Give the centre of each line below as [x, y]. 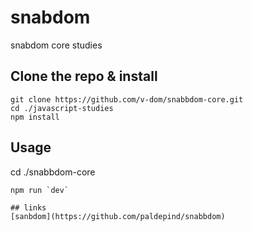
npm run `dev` [40, 190]
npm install [35, 117]
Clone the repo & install [84, 76]
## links [28, 207]
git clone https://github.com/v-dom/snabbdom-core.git [127, 99]
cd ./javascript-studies [62, 108]
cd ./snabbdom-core [53, 172]
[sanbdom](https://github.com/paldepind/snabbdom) [118, 216]
